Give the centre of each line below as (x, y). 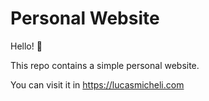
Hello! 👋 (26, 46)
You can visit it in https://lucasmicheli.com (97, 84)
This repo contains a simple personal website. (105, 65)
